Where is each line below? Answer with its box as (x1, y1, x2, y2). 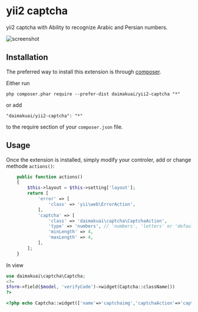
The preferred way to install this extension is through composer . (6, 68, 161, 75)
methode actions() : (6, 162, 55, 169)
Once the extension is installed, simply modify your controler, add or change (6, 156, 192, 163)
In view (6, 262, 24, 269)
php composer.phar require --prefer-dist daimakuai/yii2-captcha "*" (6, 91, 181, 97)
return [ (27, 191, 49, 197)
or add (6, 101, 22, 108)
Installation (6, 52, 48, 63)
